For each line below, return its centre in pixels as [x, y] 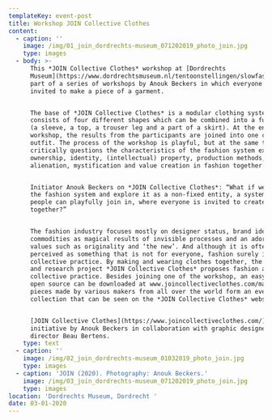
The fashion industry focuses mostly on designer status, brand [140, 231]
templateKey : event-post [50, 16]
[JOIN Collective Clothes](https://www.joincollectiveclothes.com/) [148, 320]
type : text [41, 344]
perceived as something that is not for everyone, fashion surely [144, 254]
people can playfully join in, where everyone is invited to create [148, 202]
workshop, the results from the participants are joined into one [144, 136]
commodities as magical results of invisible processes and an [139, 239]
